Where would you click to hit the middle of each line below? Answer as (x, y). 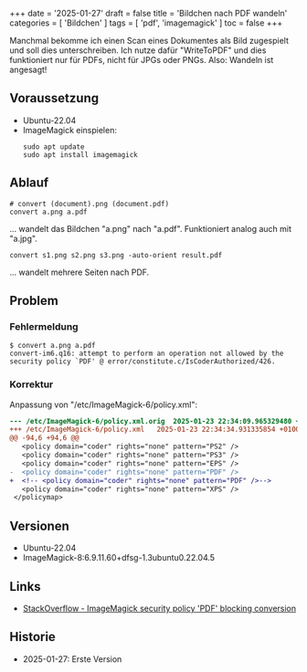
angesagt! (28, 69)
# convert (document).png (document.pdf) (90, 204)
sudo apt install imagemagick (80, 154)
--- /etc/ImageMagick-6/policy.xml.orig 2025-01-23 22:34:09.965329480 (151, 421)
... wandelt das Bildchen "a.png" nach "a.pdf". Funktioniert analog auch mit (151, 228)
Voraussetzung (54, 98)
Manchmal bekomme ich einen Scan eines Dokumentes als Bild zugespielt (149, 41)
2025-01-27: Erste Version (72, 659)
